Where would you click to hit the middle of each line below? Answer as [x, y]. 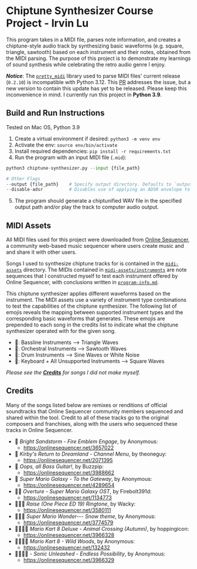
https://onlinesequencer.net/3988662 [69, 472]
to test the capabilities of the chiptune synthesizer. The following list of [91, 306]
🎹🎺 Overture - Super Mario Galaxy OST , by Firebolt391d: [83, 491]
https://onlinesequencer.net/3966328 [69, 535]
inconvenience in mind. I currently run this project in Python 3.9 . [84, 95]
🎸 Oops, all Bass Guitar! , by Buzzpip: [59, 466]
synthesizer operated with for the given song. [61, 331]
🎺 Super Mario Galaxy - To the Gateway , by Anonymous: [83, 479]
